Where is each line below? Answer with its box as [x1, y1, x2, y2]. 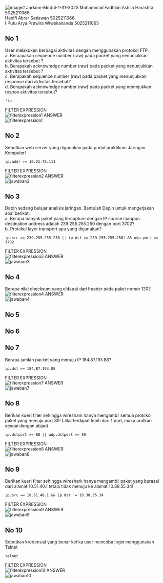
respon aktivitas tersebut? [5, 89, 58, 95]
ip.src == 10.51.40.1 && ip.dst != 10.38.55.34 [5, 493, 104, 498]
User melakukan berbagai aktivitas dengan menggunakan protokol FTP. [5, 47, 149, 53]
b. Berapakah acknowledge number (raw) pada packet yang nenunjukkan [5, 63, 153, 68]
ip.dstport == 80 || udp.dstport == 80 [5, 432, 86, 437]
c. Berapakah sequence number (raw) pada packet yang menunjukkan [5, 73, 147, 79]
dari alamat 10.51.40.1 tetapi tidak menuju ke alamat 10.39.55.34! [5, 483, 134, 489]
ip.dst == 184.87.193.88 [5, 366, 56, 371]
